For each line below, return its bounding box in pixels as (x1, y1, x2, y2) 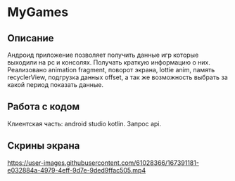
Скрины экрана (7, 140, 80, 152)
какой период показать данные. (7, 81, 104, 88)
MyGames (7, 4, 69, 20)
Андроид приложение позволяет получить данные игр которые (7, 51, 199, 59)
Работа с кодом (7, 101, 80, 113)
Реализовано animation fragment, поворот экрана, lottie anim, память (7, 66, 215, 74)
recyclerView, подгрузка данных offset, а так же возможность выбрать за (7, 73, 228, 81)
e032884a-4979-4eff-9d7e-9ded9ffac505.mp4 (7, 166, 146, 174)
